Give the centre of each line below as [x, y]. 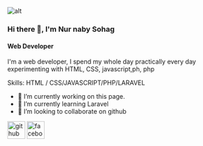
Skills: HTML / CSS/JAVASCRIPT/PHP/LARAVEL [76, 83]
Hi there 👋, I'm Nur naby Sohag [61, 29]
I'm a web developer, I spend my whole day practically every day [102, 62]
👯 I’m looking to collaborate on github [72, 111]
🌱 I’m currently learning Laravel [63, 104]
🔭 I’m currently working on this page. [71, 97]
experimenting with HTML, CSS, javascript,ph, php [81, 69]
